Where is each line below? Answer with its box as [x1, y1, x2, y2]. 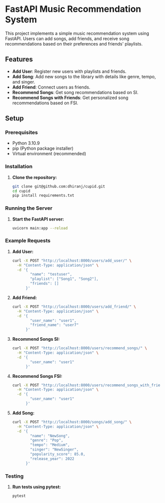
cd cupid [12, 188, 31, 193]
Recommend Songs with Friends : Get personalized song [12, 94, 129, 100]
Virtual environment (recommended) [12, 151, 86, 157]
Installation [5, 163, 33, 170]
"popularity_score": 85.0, [30, 452, 86, 457]
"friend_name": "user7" [30, 322, 79, 327]
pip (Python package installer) [12, 145, 74, 151]
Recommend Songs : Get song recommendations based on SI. [12, 89, 139, 95]
